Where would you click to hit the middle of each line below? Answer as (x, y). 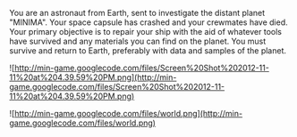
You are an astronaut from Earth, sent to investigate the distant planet (137, 13)
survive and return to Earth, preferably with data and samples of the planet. (148, 51)
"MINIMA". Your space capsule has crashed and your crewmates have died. (148, 22)
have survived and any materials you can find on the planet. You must (138, 41)
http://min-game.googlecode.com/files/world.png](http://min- (129, 113)
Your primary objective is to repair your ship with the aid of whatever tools (145, 32)
